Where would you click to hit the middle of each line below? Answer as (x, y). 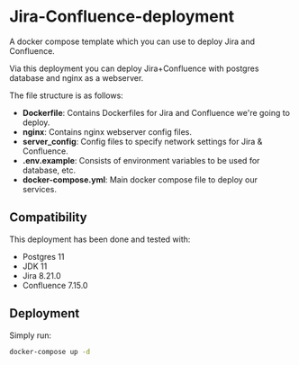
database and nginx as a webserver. (77, 77)
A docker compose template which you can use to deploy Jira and (132, 41)
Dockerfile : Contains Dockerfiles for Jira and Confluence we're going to (156, 112)
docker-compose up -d (50, 352)
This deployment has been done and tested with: (100, 239)
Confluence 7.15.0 (55, 285)
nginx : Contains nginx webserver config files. (107, 131)
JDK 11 (35, 266)
